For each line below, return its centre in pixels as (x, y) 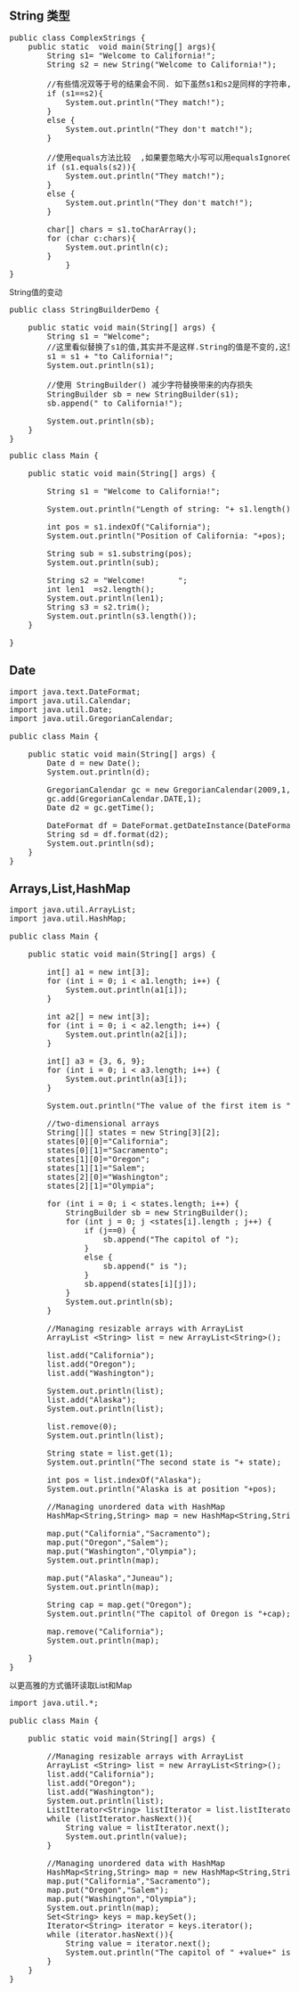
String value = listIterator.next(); (148, 1828)
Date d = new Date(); (94, 763)
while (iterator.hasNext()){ (110, 1935)
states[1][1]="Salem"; (96, 1168)
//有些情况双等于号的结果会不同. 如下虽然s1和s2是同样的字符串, (169, 84)
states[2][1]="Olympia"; (101, 1186)
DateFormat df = (82, 825)
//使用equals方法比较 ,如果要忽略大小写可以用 (139, 157)
